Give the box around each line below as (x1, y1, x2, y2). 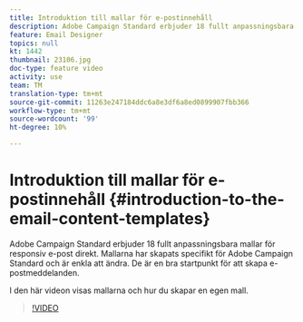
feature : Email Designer (9, 30, 103, 39)
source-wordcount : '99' (9, 114, 100, 123)
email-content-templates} (9, 209, 210, 229)
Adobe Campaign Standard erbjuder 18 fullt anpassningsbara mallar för (9, 238, 276, 249)
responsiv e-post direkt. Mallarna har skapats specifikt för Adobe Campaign (9, 248, 293, 259)
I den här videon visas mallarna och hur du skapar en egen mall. (9, 285, 249, 296)
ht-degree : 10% (9, 123, 67, 132)
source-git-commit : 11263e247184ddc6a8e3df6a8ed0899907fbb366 (9, 97, 249, 107)
